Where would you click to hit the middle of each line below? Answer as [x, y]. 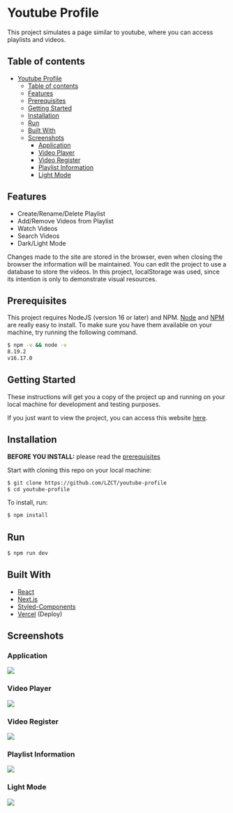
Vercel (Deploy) [40, 614]
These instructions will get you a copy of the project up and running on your [116, 396]
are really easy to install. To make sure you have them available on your [110, 325]
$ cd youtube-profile [39, 489]
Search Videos [38, 236]
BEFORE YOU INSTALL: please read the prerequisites [84, 456]
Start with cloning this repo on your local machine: [80, 470]
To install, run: [28, 502]
